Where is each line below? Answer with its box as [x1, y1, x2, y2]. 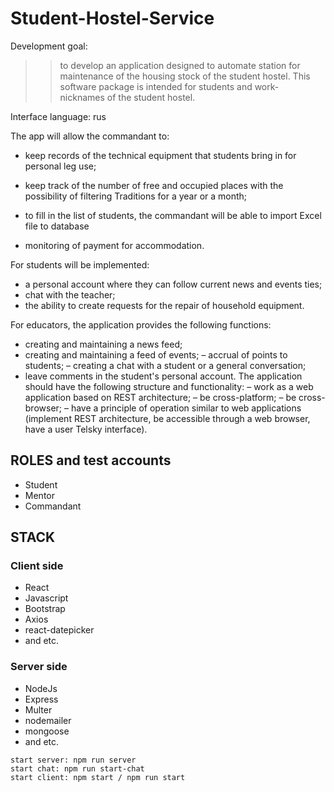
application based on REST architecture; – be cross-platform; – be [24, 391, 297, 403]
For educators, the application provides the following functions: [10, 318, 272, 331]
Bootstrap [24, 603, 66, 615]
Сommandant [24, 500, 82, 512]
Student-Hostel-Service [10, 7, 215, 30]
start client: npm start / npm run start [10, 772, 186, 782]
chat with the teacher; [24, 288, 116, 301]
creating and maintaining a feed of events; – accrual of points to [24, 348, 288, 361]
